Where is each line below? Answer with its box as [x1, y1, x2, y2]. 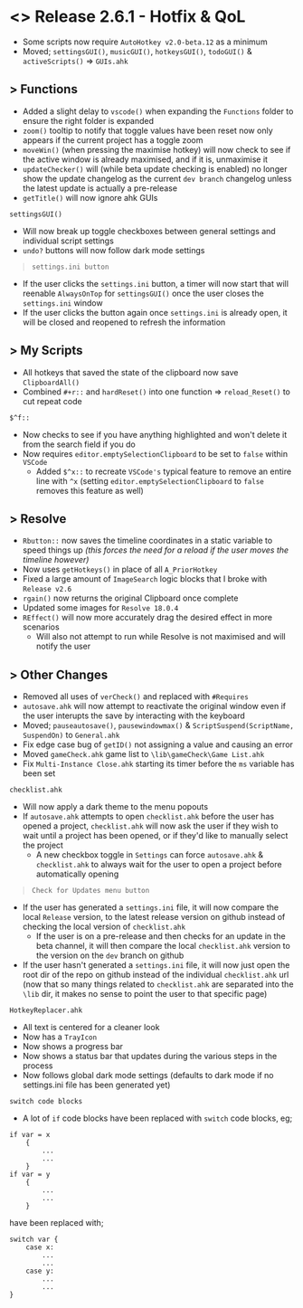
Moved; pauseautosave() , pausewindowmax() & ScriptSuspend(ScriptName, [22, 720, 294, 731]
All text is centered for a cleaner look [22, 1022, 160, 1033]
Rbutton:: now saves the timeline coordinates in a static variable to [22, 536, 273, 546]
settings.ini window [22, 297, 103, 308]
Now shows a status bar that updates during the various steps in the [22, 1051, 278, 1062]
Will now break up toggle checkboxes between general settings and [22, 225, 276, 236]
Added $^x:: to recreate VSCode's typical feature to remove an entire [35, 466, 292, 477]
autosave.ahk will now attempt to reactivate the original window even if [22, 701, 287, 712]
